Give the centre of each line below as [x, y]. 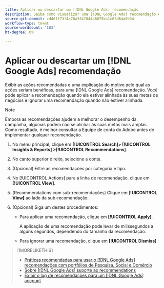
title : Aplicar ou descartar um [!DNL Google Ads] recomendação [72, 10]
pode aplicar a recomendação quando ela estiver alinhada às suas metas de [82, 95]
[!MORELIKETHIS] [35, 250]
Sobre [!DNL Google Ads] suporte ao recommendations [80, 270]
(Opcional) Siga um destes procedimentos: [55, 207]
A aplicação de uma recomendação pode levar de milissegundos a [86, 226]
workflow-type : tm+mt [27, 23]
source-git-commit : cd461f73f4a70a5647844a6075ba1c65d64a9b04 [70, 19]
